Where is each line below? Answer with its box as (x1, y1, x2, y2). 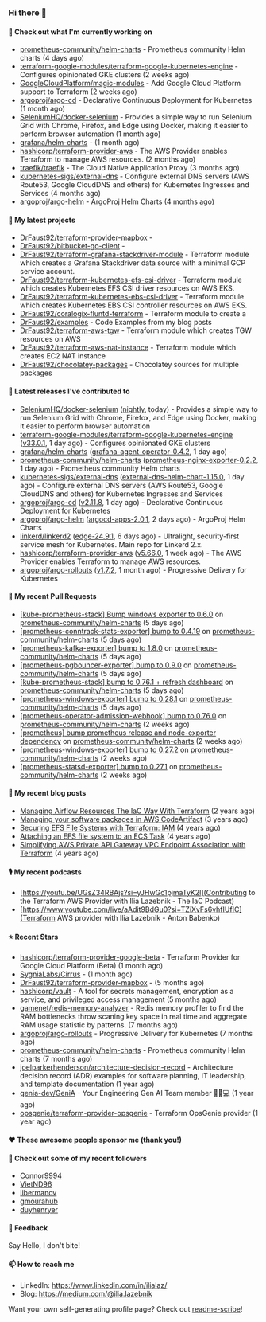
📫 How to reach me (8, 1259, 75, 1269)
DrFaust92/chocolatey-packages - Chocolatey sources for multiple (19, 360, 240, 370)
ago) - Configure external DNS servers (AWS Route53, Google (19, 480, 224, 490)
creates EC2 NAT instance (19, 351, 106, 361)
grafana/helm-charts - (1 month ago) (19, 138, 141, 147)
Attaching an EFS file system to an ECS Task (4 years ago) (19, 831, 211, 841)
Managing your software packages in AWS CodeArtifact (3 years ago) (19, 814, 249, 823)
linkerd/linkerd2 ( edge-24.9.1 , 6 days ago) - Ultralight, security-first (19, 531, 240, 541)
